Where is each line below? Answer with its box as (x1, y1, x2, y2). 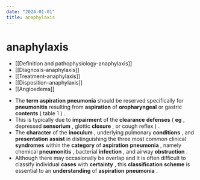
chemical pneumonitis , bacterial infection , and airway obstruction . (14, 148, 188, 155)
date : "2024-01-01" (6, 8, 55, 15)
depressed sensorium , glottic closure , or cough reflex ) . (14, 122, 160, 130)
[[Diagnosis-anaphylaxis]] (14, 67, 80, 74)
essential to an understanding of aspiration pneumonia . (14, 167, 158, 175)
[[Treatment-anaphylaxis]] (14, 73, 80, 80)
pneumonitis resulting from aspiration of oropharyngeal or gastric (14, 103, 183, 111)
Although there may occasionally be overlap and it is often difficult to (14, 154, 186, 162)
